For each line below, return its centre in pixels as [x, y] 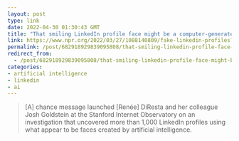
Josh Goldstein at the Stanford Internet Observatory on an [110, 115]
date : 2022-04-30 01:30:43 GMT [54, 27]
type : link [23, 21]
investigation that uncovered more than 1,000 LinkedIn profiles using [125, 122]
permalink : [23, 47]
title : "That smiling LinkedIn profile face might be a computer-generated [122, 34]
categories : [25, 67]
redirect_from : [30, 54]
